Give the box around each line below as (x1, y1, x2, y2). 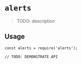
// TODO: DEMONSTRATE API (4, 54, 58, 59)
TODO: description (16, 18, 55, 24)
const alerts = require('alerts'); (4, 46, 78, 51)
